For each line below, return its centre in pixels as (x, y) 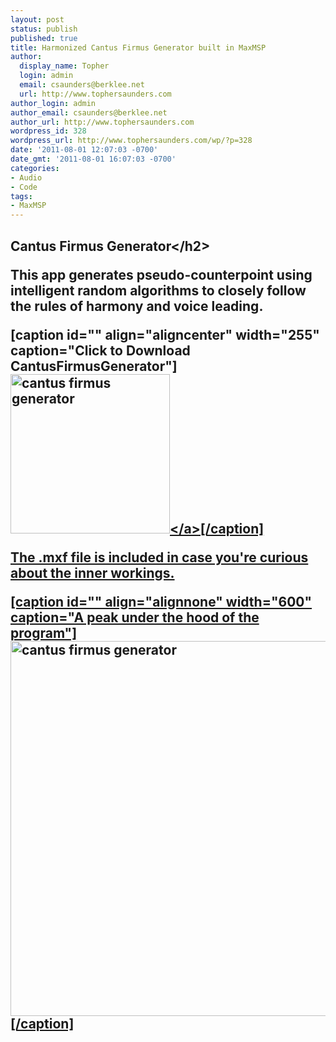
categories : (35, 168)
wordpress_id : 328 (48, 131)
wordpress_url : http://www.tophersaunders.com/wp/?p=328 (131, 141)
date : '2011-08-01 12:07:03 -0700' (84, 150)
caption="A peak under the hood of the (135, 617)
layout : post (37, 19)
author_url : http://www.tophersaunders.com (102, 122)
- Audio (26, 177)
